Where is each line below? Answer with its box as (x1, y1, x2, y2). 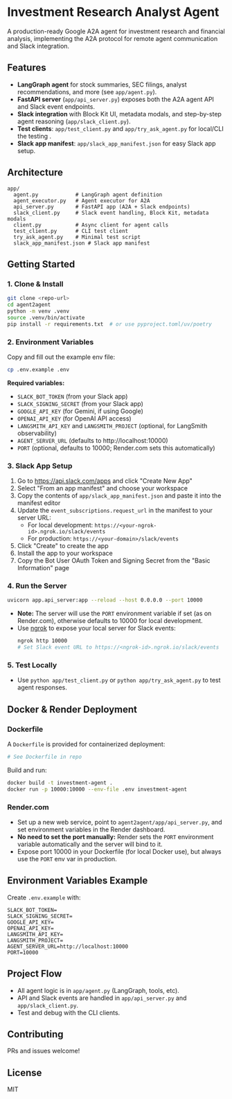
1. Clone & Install (7, 279, 64, 288)
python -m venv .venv (7, 308, 70, 315)
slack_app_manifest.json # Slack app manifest (13, 240, 150, 247)
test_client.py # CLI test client (13, 227, 129, 234)
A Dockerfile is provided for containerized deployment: (7, 740, 166, 748)
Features (7, 62, 46, 73)
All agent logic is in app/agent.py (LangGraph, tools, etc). (17, 986, 180, 994)
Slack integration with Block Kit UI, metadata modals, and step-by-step (17, 109, 222, 118)
